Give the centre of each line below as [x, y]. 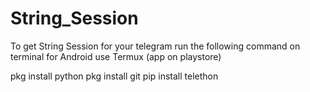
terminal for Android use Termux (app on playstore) [116, 56]
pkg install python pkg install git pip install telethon [114, 76]
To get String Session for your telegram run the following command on [155, 46]
